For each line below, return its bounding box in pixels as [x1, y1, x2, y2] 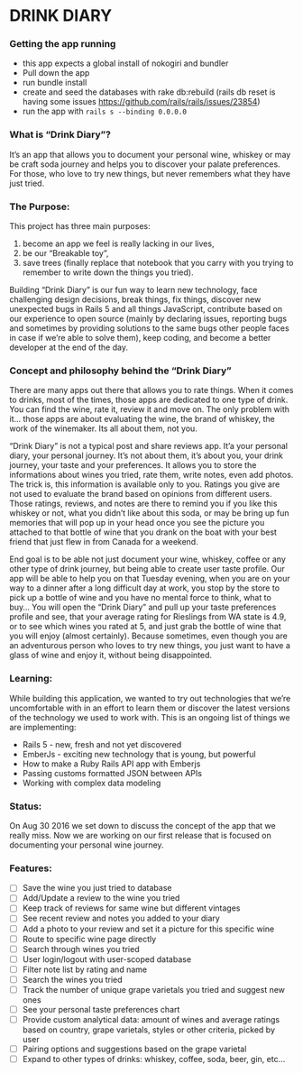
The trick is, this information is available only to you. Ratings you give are [9, 479, 280, 490]
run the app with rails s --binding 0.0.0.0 [22, 105, 188, 117]
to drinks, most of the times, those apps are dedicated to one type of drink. [9, 394, 289, 406]
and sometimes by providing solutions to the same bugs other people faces [9, 323, 290, 334]
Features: [9, 862, 52, 875]
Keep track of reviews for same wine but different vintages [22, 903, 241, 913]
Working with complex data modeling [22, 777, 161, 788]
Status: [9, 800, 42, 812]
